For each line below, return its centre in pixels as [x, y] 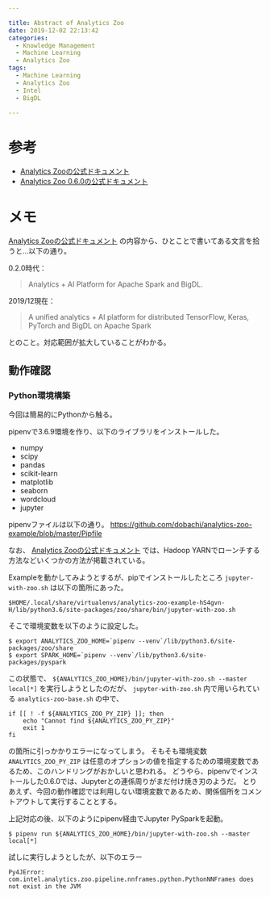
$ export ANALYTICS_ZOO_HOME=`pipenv [72, 641]
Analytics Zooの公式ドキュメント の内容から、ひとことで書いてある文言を [131, 241]
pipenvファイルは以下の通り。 [58, 524]
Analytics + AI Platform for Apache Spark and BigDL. [115, 284]
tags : [17, 68]
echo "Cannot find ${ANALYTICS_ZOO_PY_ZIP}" [99, 721]
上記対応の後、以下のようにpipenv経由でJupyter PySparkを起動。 [118, 818]
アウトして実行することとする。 [68, 801]
